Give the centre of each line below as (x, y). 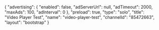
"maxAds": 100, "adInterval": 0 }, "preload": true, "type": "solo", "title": (74, 12)
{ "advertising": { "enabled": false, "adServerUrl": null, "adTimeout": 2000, (79, 7)
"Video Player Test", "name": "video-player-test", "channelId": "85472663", (79, 17)
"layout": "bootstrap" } (27, 22)
